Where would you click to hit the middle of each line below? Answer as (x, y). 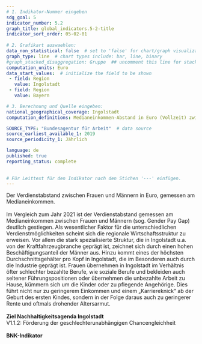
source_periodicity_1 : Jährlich (47, 140)
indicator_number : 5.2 (35, 23)
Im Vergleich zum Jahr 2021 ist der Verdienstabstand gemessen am (90, 214)
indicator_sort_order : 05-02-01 (47, 34)
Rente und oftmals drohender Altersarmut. (59, 304)
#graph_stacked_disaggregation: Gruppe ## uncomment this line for (94, 62)
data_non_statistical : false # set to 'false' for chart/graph (88, 51)
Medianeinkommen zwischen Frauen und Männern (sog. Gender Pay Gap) (98, 221)
